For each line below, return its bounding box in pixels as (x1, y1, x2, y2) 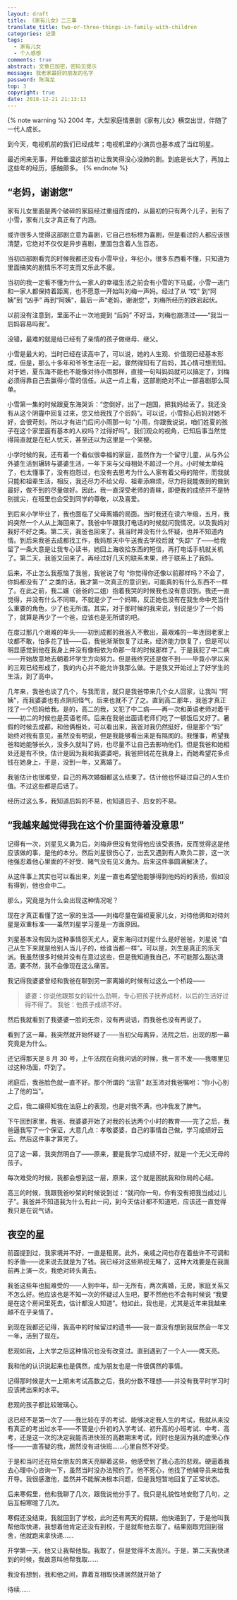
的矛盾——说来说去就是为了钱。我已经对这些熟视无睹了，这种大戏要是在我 (7, 1257, 224, 1266)
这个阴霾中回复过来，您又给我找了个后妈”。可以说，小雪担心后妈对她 (19, 408, 221, 417)
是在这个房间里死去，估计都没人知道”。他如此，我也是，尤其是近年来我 (7, 1299, 214, 1307)
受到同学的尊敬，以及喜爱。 (62, 494, 143, 502)
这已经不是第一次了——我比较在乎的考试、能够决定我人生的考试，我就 (7, 1416, 212, 1424)
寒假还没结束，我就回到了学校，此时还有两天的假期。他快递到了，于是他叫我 (7, 1514, 230, 1522)
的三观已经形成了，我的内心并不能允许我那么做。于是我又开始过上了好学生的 (7, 663, 230, 671)
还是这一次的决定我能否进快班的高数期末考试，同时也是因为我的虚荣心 (19, 1433, 224, 1442)
